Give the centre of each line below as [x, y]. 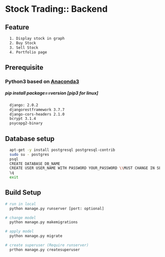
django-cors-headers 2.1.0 [37, 114]
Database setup [30, 139]
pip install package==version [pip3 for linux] [52, 93]
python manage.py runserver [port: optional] [57, 208]
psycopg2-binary [26, 123]
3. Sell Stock [24, 48]
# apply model [20, 231]
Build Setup [23, 193]
